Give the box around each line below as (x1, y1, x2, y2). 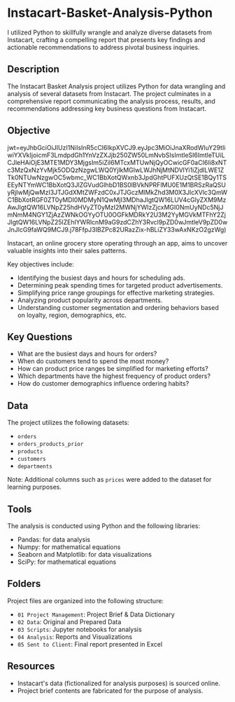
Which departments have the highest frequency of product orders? (17, 372, 211, 380)
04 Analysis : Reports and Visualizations (17, 633, 133, 641)
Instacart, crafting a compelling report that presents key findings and (7, 35, 206, 43)
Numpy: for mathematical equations (17, 543, 121, 551)
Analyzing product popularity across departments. (17, 296, 163, 304)
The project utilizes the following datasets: (7, 419, 129, 427)
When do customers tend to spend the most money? (17, 357, 169, 365)
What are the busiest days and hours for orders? (17, 349, 157, 358)
